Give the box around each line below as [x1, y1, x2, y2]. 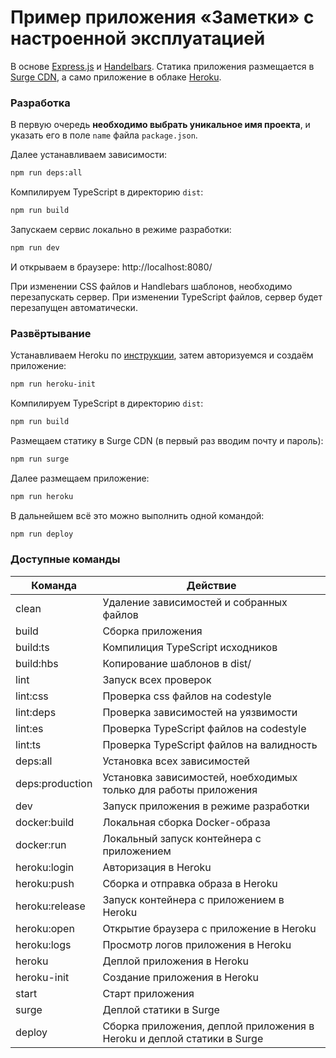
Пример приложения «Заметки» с [10, 6, 315, 29]
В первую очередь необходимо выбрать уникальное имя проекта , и [10, 119, 311, 131]
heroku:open [15, 921, 75, 935]
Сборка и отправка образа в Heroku [102, 876, 278, 890]
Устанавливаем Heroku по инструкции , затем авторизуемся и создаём [10, 349, 314, 361]
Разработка [10, 96, 71, 110]
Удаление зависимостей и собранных [102, 595, 288, 609]
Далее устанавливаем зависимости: [10, 149, 168, 161]
